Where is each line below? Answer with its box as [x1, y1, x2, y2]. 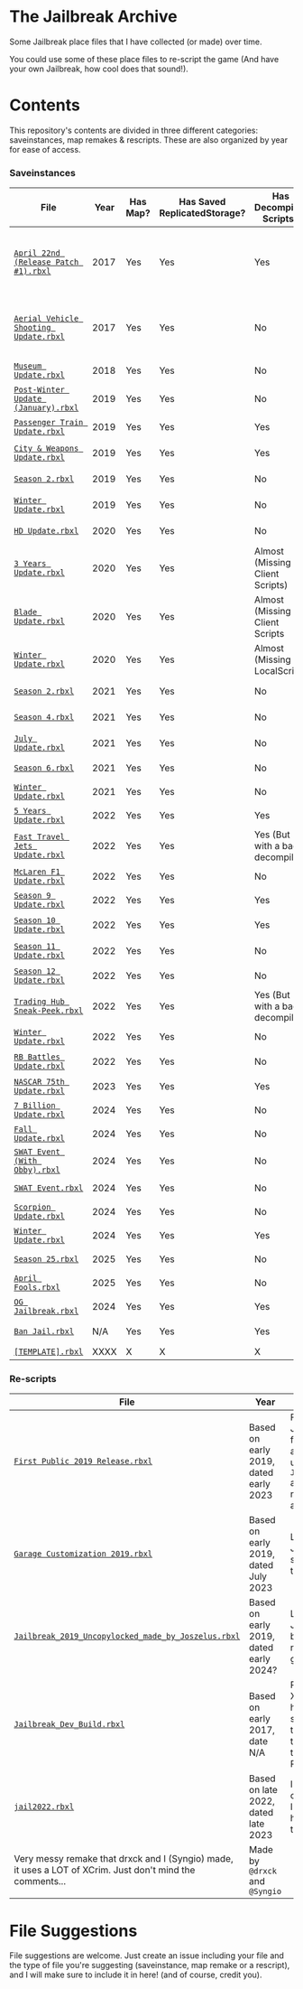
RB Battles [14, 1052, 60, 1062]
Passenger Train [14, 417, 84, 428]
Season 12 [14, 966, 56, 976]
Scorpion [14, 1202, 51, 1212]
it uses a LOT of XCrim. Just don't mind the [14, 1863, 196, 1876]
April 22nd [14, 248, 60, 258]
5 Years [14, 806, 47, 817]
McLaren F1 [14, 867, 60, 877]
